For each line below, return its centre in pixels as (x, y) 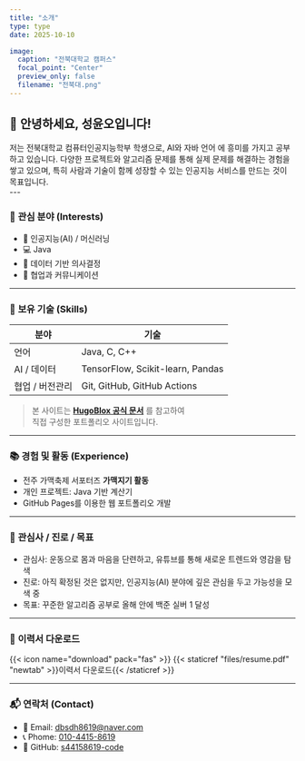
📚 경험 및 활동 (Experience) (69, 457)
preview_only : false (56, 77)
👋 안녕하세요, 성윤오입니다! (80, 124)
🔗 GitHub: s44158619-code (73, 747)
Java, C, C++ (109, 352)
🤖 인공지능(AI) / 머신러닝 (66, 238)
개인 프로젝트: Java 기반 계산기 (78, 492)
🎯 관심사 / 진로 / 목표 (52, 538)
